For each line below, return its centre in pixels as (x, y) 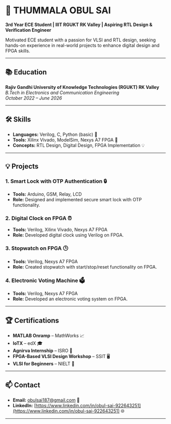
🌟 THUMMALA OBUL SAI (58, 10)
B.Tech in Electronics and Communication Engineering (62, 92)
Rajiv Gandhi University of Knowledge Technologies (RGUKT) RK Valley (82, 87)
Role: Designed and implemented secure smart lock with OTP (77, 200)
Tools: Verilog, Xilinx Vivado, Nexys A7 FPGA (60, 229)
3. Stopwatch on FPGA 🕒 (37, 248)
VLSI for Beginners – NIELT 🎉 (44, 363)
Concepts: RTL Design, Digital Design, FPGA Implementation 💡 (79, 145)
